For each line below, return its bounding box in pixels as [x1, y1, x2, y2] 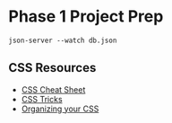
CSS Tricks [21, 93, 64, 104]
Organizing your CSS [21, 103, 99, 114]
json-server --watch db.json [8, 36, 117, 45]
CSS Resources [8, 60, 97, 75]
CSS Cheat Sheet [21, 83, 86, 95]
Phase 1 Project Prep [8, 6, 164, 27]
